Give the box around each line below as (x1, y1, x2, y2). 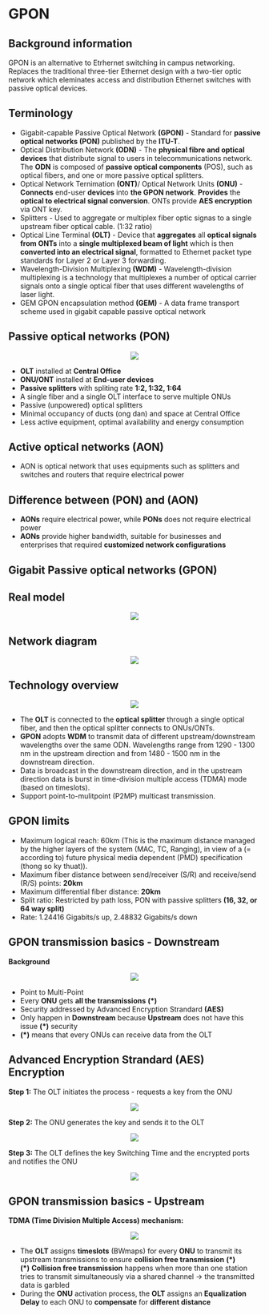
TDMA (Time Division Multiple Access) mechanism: (8, 1216, 184, 1225)
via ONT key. (19, 204, 62, 214)
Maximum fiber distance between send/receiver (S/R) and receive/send (19, 870, 257, 879)
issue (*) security (19, 1021, 78, 1031)
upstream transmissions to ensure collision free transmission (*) (19, 1255, 236, 1265)
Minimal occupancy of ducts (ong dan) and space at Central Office (19, 408, 240, 418)
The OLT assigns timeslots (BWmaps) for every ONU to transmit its (19, 1246, 243, 1256)
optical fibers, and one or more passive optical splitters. (19, 170, 204, 180)
